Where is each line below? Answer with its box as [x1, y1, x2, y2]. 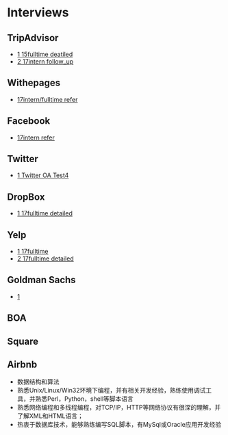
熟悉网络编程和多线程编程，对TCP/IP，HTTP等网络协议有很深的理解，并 [16, 404, 221, 412]
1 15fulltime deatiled [16, 50, 73, 58]
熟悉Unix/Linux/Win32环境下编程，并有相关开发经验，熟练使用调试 [16, 386, 206, 395]
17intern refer [16, 133, 55, 142]
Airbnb [7, 359, 38, 371]
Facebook [7, 115, 51, 127]
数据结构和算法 [16, 378, 60, 386]
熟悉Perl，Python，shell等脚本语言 [35, 395, 134, 403]
